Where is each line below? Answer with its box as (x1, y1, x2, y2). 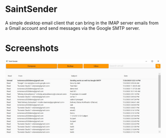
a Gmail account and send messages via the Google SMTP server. (5, 25, 140, 31)
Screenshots (5, 43, 59, 54)
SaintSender (5, 3, 58, 15)
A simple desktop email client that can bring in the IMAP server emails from (5, 20, 159, 26)
